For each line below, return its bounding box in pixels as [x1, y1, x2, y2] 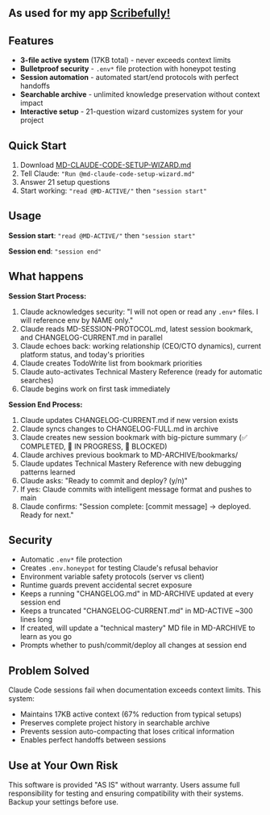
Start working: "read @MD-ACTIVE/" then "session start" [19, 186, 207, 196]
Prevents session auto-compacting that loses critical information [19, 726, 235, 737]
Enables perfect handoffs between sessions [19, 735, 167, 745]
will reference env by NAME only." [19, 315, 134, 325]
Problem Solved [8, 663, 90, 677]
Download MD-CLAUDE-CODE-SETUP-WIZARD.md [19, 161, 192, 170]
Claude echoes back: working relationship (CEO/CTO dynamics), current [19, 341, 262, 350]
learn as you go [19, 632, 73, 642]
